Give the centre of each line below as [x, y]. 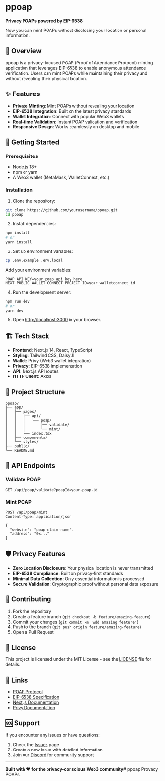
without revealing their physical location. [46, 78]
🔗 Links [17, 680]
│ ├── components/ [27, 438]
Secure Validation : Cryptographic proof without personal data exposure [85, 584]
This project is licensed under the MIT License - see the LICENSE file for [78, 659]
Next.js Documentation [36, 702]
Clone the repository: [34, 201]
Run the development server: [42, 292]
